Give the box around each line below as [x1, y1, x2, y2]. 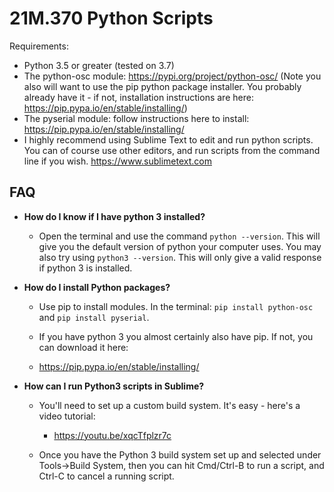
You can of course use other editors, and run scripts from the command [23, 144, 321, 156]
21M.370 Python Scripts [9, 7, 214, 30]
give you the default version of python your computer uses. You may [38, 240, 322, 252]
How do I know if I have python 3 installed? [23, 210, 206, 222]
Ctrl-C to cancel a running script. [38, 470, 175, 482]
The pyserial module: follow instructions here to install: [23, 112, 250, 124]
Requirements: [9, 40, 69, 52]
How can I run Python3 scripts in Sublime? [23, 380, 205, 392]
